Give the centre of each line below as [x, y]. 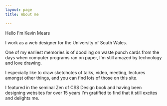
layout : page [19, 10]
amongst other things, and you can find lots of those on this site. [72, 78]
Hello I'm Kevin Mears [28, 33]
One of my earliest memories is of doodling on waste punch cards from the [82, 52]
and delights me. [22, 98]
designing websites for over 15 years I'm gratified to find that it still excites [81, 93]
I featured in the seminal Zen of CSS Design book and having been [74, 87]
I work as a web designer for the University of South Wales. [66, 42]
